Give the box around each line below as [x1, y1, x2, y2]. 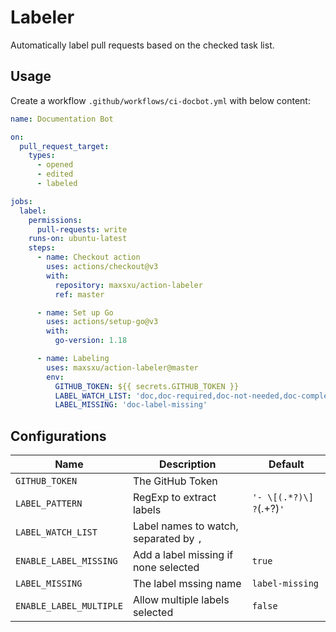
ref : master [54, 289, 105, 300]
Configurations [10, 427, 107, 445]
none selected [132, 561, 200, 575]
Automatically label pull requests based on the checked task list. [10, 39, 275, 51]
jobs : [10, 196, 33, 206]
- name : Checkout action [36, 252, 141, 263]
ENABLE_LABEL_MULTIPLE [15, 601, 123, 612]
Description [159, 457, 217, 471]
